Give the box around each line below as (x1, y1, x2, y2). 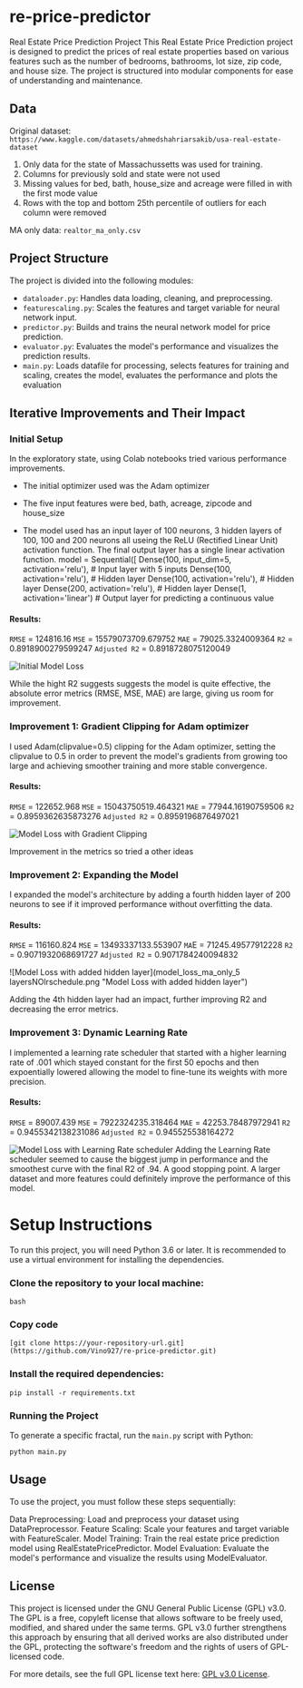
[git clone (9, 1339, 51, 1348)
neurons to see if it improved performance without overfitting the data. (9, 899, 273, 910)
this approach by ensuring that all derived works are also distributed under (9, 1631, 288, 1643)
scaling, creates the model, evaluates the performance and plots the (22, 369, 279, 380)
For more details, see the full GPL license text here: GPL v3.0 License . (9, 1668, 270, 1679)
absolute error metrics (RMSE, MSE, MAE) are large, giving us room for (9, 688, 274, 699)
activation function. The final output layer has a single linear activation (22, 544, 286, 555)
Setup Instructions (9, 1215, 152, 1235)
